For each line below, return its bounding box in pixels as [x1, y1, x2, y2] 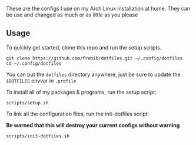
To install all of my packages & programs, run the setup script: [6, 88, 157, 95]
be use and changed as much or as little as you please [6, 11, 138, 18]
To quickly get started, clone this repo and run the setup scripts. [6, 44, 162, 51]
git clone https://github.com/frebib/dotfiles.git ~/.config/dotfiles [6, 55, 183, 61]
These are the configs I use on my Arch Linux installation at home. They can [6, 5, 190, 12]
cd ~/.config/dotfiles [6, 60, 62, 67]
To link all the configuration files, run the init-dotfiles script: [6, 110, 150, 117]
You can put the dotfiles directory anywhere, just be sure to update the [6, 71, 181, 78]
